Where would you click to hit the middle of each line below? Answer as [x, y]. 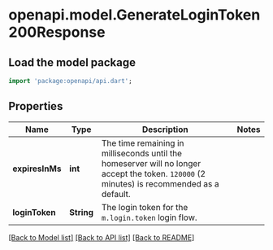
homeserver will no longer [151, 163]
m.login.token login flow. [149, 217]
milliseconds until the [142, 153]
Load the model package [72, 62]
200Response [57, 32]
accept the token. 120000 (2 [153, 173]
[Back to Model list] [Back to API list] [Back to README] [102, 237]
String [81, 212]
